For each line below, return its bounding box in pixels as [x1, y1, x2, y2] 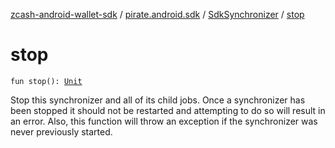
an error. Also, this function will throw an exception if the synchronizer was [10, 115, 318, 127]
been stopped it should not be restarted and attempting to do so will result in [10, 104, 326, 116]
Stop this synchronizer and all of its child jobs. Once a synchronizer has [10, 94, 306, 106]
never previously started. [10, 125, 113, 138]
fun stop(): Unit [10, 76, 83, 86]
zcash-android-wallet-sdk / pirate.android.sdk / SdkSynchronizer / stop [10, 9, 305, 20]
